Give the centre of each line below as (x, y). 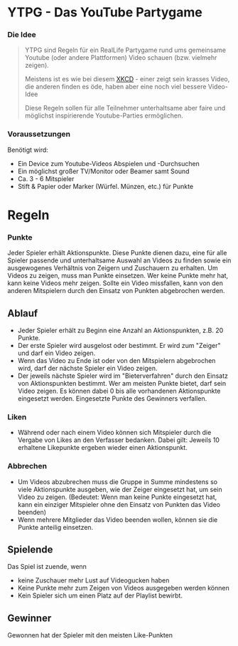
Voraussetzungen (39, 134)
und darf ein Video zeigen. (56, 353)
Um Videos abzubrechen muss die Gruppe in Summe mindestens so (118, 481)
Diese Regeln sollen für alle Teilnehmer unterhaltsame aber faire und (125, 108)
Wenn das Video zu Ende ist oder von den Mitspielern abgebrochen (117, 361)
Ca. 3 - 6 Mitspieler (46, 178)
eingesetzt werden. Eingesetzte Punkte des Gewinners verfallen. (112, 399)
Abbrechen (27, 466)
